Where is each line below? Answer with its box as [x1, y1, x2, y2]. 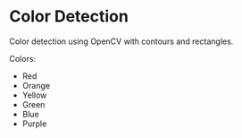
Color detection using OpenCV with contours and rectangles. [9, 36, 234, 47]
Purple [21, 118, 47, 129]
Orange [21, 80, 51, 91]
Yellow [21, 90, 47, 100]
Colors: [9, 53, 37, 64]
